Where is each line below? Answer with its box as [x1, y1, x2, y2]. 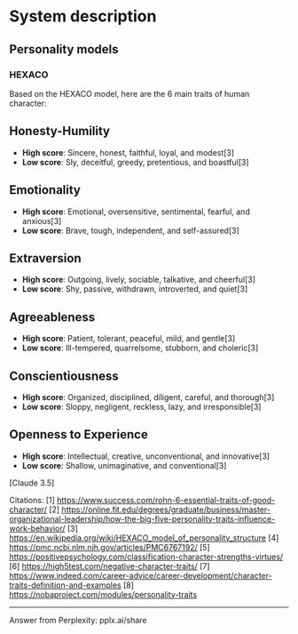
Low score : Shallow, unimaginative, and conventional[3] [21, 460, 227, 470]
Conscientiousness [9, 368, 120, 383]
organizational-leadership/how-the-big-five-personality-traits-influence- [9, 513, 276, 524]
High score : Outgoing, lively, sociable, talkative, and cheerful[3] [21, 274, 255, 285]
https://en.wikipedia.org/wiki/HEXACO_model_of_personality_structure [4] [9, 532, 279, 543]
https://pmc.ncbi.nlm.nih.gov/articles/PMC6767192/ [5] [9, 542, 210, 552]
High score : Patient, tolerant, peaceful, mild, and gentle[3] [21, 333, 236, 344]
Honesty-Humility [9, 124, 111, 139]
